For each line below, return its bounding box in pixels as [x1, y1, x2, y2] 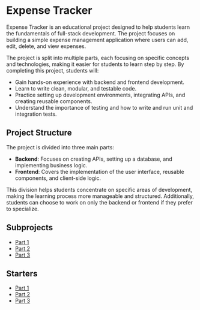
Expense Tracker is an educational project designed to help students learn [6, 23, 190, 31]
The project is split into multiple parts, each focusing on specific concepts [6, 54, 190, 61]
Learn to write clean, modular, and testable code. [14, 85, 137, 92]
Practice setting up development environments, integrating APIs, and [14, 91, 186, 98]
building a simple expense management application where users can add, [6, 36, 189, 43]
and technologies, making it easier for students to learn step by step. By [6, 61, 184, 68]
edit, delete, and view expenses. [6, 43, 86, 50]
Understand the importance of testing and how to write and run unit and [14, 104, 193, 111]
